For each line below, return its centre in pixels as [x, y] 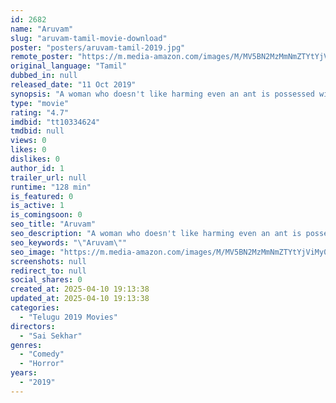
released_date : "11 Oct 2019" [73, 85]
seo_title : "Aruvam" [53, 224]
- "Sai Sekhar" [51, 336]
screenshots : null [48, 261]
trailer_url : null [48, 177]
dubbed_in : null [44, 76]
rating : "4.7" [40, 112]
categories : [35, 308]
